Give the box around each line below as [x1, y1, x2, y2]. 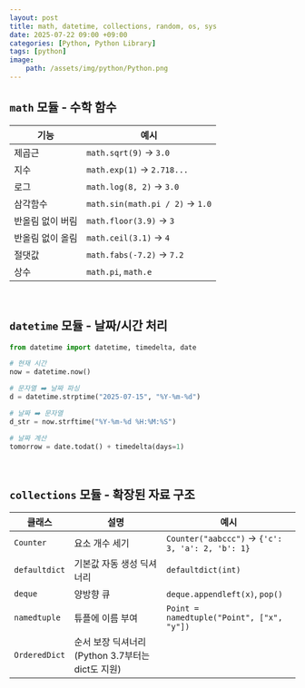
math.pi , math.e [85, 265, 152, 278]
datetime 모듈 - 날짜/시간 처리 [9, 319, 168, 334]
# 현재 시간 [9, 359, 47, 369]
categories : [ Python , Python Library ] [9, 38, 156, 48]
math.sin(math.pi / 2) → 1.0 [85, 197, 212, 210]
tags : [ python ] [9, 47, 67, 56]
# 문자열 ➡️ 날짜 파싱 [9, 384, 80, 393]
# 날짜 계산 [9, 433, 47, 443]
